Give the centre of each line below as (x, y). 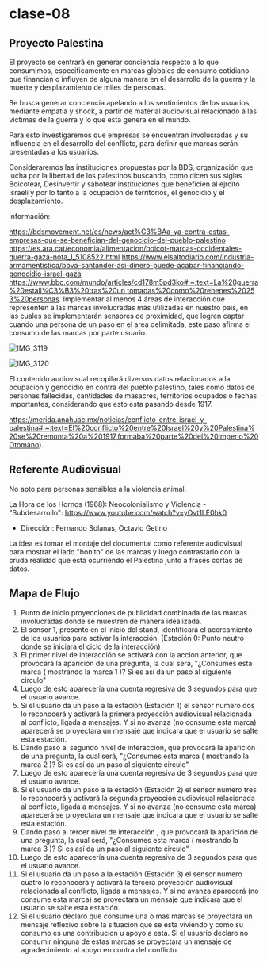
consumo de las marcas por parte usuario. (78, 333)
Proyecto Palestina (56, 43)
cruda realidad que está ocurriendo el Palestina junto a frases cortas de (126, 560)
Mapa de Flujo (44, 594)
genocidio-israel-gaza (45, 274)
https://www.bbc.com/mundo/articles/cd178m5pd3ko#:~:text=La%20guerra (134, 282)
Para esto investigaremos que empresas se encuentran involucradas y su (129, 135)
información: (30, 216)
